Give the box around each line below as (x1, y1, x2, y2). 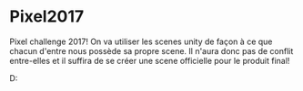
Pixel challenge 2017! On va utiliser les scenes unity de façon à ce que (9, 36, 273, 47)
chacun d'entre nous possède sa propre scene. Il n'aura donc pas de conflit (9, 45, 294, 56)
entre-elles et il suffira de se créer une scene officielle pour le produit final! (9, 55, 290, 66)
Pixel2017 (9, 6, 85, 27)
